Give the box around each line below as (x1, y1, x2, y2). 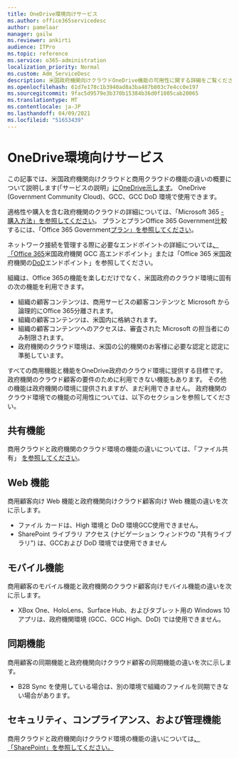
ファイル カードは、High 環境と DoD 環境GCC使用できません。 (17, 521, 203, 530)
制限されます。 (23, 333, 68, 342)
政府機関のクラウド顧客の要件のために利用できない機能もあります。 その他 (7, 375, 227, 384)
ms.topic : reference (7, 51, 69, 58)
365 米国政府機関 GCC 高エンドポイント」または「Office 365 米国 (33, 249, 226, 257)
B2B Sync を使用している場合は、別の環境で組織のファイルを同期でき (17, 682, 223, 690)
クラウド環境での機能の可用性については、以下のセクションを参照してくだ (7, 393, 225, 401)
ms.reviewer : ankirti (7, 37, 72, 44)
